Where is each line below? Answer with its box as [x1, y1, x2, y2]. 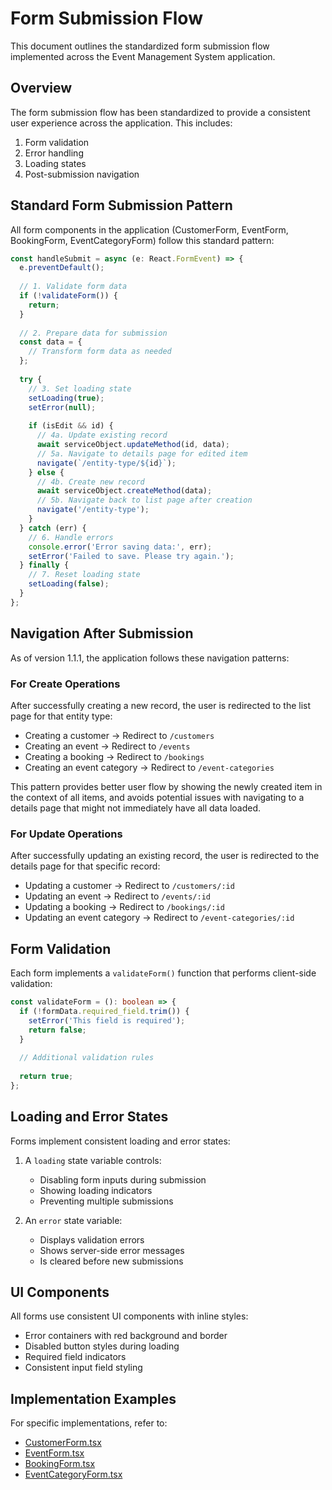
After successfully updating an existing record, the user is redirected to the [10, 850, 320, 862]
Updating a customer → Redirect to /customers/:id [24, 880, 235, 892]
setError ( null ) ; [28, 402, 97, 412]
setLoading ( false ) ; [28, 579, 110, 589]
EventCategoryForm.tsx [24, 1468, 123, 1481]
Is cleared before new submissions [39, 1255, 184, 1267]
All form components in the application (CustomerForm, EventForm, [10, 223, 289, 236]
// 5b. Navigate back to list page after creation [36, 495, 253, 506]
